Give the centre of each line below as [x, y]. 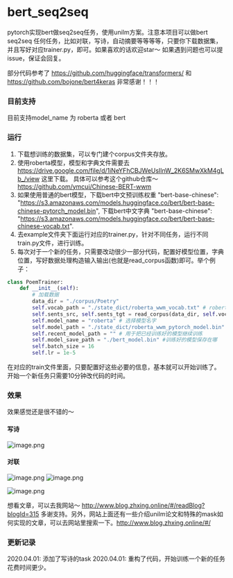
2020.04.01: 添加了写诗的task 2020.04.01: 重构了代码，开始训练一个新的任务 [116, 559]
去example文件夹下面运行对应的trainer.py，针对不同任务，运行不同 [113, 234]
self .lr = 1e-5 [54, 353]
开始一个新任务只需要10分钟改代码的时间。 [68, 376]
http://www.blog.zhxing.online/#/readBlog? [143, 505]
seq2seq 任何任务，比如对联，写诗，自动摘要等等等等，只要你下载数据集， [114, 41]
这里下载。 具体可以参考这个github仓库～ [100, 178]
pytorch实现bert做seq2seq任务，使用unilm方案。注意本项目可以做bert [107, 32]
